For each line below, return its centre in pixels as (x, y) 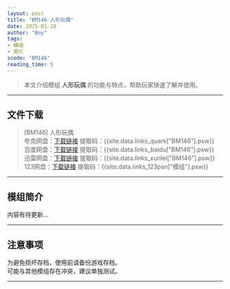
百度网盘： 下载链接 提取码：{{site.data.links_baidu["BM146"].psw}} (119, 150)
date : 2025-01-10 (32, 26)
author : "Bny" (27, 33)
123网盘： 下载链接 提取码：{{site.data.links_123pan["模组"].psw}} (116, 167)
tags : (15, 39)
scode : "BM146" (29, 58)
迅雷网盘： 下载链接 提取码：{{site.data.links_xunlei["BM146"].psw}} (119, 158)
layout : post (26, 13)
